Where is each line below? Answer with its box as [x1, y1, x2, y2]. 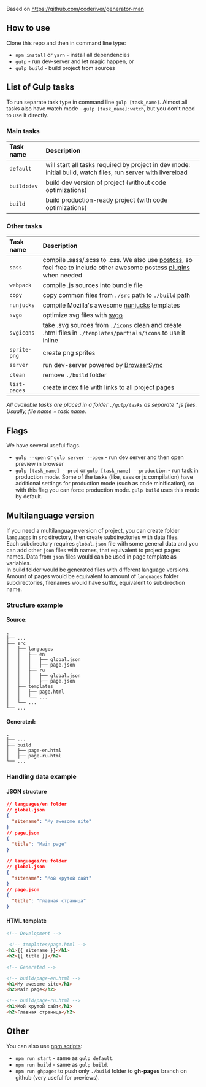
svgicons [9, 330, 35, 336]
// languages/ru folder [6, 858, 67, 864]
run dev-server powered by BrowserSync [42, 361, 164, 369]
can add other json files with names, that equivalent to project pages [6, 546, 180, 554]
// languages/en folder [6, 801, 67, 808]
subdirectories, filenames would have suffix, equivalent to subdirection [6, 579, 185, 586]
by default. [15, 493, 43, 500]
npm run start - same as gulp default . [15, 1054, 114, 1061]
